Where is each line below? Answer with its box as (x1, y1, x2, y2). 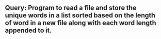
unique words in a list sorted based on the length (5, 12, 156, 20)
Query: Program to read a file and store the (5, 4, 137, 12)
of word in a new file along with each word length (5, 19, 157, 27)
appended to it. (5, 26, 52, 35)
